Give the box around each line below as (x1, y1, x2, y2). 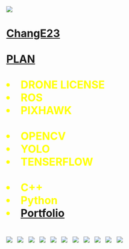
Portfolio (20, 207, 65, 220)
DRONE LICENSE (20, 78, 105, 92)
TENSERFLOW (20, 155, 93, 169)
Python (20, 193, 58, 207)
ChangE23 (6, 27, 60, 40)
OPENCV (20, 129, 66, 143)
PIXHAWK (20, 104, 72, 117)
